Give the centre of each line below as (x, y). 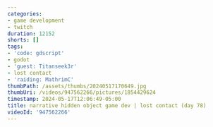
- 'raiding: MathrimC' (41, 79)
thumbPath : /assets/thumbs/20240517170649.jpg (77, 86)
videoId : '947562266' (39, 112)
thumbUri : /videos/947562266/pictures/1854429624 (82, 92)
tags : (15, 47)
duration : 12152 (31, 34)
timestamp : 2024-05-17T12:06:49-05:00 (64, 99)
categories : (25, 14)
